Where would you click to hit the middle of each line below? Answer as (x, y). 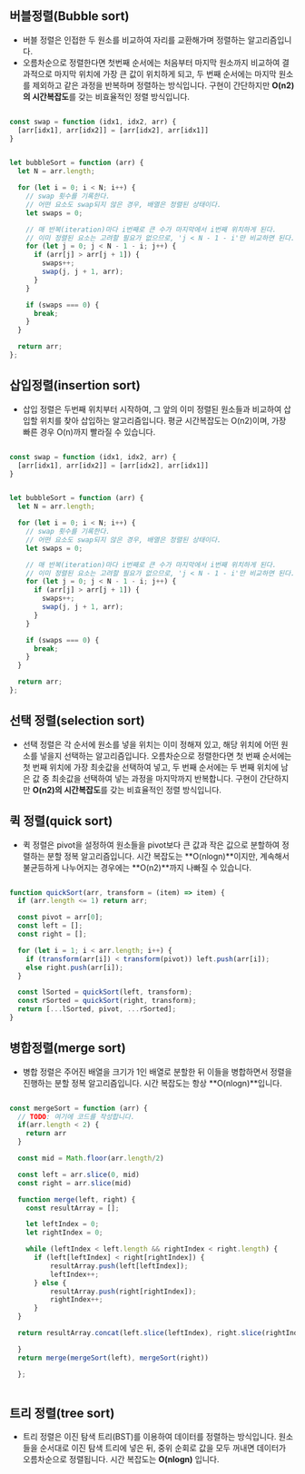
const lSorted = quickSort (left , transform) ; (105, 992)
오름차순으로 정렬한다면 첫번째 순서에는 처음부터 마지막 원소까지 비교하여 (151, 63)
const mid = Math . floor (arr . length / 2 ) (91, 1159)
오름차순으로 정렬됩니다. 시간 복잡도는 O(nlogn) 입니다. (121, 1459)
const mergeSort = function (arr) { (79, 1108)
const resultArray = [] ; (73, 1208)
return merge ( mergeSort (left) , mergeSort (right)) (113, 1358)
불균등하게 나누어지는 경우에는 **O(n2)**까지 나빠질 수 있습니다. (137, 867)
